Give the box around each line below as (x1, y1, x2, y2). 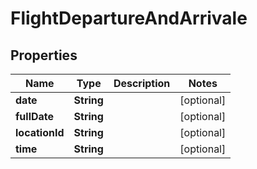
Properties (10, 47, 78, 64)
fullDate (15, 110, 55, 123)
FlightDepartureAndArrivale (10, 7, 248, 30)
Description (113, 77, 171, 90)
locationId (15, 126, 65, 139)
